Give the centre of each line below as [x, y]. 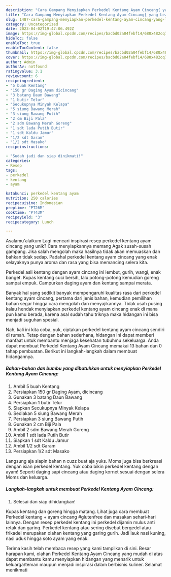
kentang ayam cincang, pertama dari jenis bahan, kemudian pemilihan [79, 298]
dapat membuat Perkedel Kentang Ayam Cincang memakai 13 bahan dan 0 [84, 346]
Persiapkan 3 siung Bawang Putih [48, 419]
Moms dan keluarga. [27, 477]
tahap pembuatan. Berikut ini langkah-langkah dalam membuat [72, 351]
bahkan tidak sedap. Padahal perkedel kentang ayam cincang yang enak [82, 257]
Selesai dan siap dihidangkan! [44, 502]
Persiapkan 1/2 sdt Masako [41, 451]
